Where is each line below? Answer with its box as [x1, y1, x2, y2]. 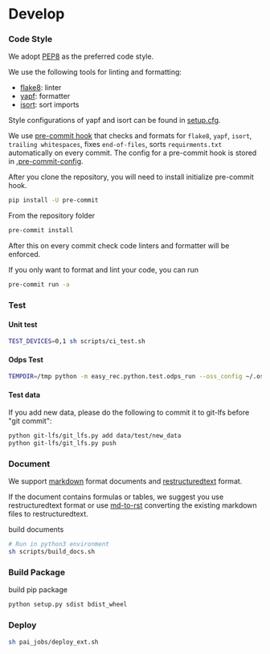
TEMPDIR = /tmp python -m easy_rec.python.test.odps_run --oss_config [8, 373, 243, 381]
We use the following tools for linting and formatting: [8, 67, 182, 77]
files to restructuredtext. [8, 509, 88, 519]
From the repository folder [8, 211, 96, 221]
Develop [8, 5, 65, 23]
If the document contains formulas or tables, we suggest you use [8, 492, 224, 502]
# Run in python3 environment [8, 540, 110, 549]
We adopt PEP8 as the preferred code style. [8, 51, 154, 61]
